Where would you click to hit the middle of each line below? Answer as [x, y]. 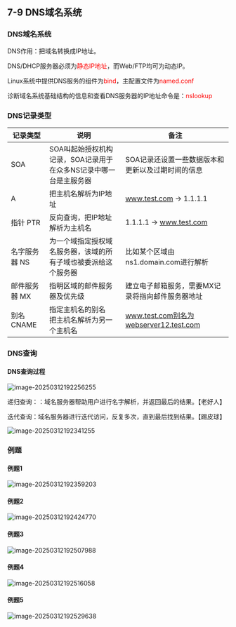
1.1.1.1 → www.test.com [166, 222]
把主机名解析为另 [77, 320]
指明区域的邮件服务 [81, 285]
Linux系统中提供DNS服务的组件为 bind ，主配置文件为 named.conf [101, 81]
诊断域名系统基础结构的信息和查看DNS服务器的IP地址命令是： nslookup [110, 95]
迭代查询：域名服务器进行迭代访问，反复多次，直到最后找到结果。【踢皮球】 [117, 417]
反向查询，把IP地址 [80, 217]
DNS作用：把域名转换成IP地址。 [54, 50]
